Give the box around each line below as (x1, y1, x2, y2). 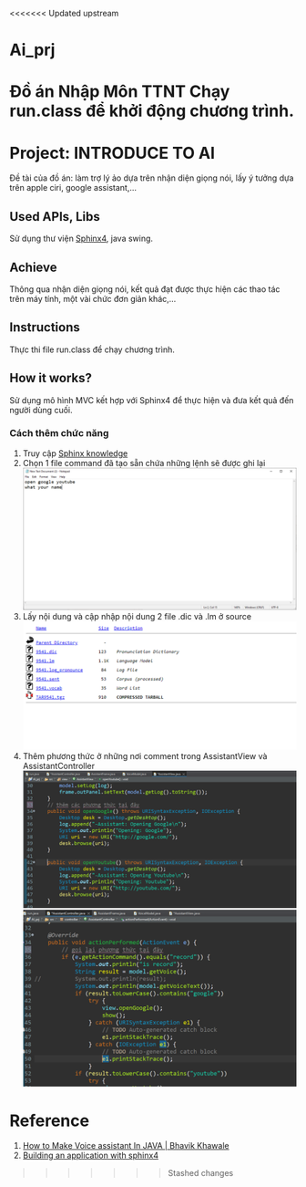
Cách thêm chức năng (9, 427, 109, 440)
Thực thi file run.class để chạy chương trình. (9, 344, 175, 355)
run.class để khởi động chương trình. (9, 100, 294, 121)
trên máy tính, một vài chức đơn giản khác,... (9, 293, 177, 304)
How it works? (9, 370, 93, 386)
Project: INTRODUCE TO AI (9, 142, 216, 163)
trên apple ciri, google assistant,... (9, 182, 138, 193)
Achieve (9, 259, 57, 275)
